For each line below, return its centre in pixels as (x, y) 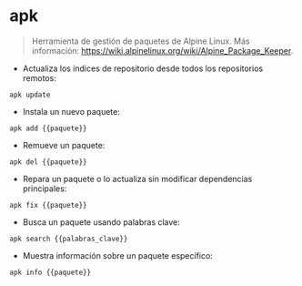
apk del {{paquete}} (49, 162)
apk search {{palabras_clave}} (69, 239)
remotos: (39, 77)
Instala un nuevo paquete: (71, 111)
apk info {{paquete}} (50, 272)
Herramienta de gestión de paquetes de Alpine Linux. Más (141, 41)
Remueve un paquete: (64, 145)
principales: (45, 189)
